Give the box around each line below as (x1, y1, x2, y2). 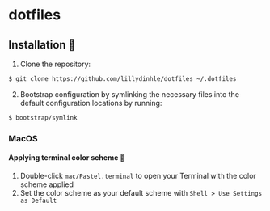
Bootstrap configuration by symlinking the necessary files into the (19, 89, 240, 99)
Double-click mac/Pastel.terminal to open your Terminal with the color (19, 171, 256, 180)
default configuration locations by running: (19, 98, 162, 108)
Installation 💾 (8, 38, 76, 52)
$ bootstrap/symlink (8, 113, 78, 122)
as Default (19, 196, 57, 205)
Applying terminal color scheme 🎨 (8, 153, 125, 162)
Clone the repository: (19, 59, 91, 69)
